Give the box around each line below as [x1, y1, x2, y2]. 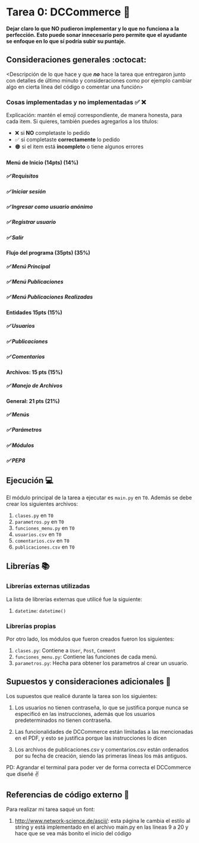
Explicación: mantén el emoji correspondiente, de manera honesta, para [6, 112, 182, 119]
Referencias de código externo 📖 [6, 790, 129, 800]
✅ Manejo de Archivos [6, 382, 63, 389]
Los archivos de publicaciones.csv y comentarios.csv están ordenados [14, 746, 189, 753]
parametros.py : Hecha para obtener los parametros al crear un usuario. [14, 660, 189, 667]
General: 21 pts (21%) [6, 397, 61, 404]
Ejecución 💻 [6, 475, 53, 486]
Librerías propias [6, 622, 56, 630]
